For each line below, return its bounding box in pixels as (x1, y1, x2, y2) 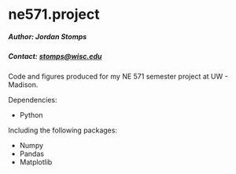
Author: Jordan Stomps (8, 31, 87, 41)
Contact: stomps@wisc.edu (8, 52, 102, 61)
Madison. (8, 80, 39, 89)
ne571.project (8, 5, 100, 24)
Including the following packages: (8, 125, 118, 135)
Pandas (19, 149, 45, 158)
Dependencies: (8, 95, 57, 104)
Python (19, 110, 43, 119)
